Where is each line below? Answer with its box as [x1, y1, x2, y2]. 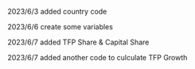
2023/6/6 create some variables [7, 22, 113, 31]
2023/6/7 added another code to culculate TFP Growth [7, 53, 188, 62]
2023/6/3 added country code [7, 7, 107, 16]
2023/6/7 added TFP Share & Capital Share [7, 37, 150, 47]
